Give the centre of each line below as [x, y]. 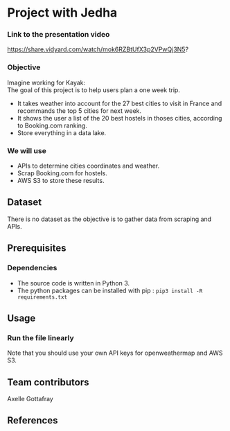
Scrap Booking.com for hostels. [62, 173]
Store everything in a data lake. [62, 132]
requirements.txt [42, 297]
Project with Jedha [62, 13]
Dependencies [32, 268]
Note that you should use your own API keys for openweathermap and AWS [115, 353]
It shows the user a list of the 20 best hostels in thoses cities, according [120, 118]
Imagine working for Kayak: [46, 82]
